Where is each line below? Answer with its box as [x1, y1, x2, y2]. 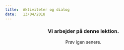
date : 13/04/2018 [5, 12, 46, 17]
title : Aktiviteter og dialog [5, 7, 70, 12]
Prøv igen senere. [65, 39, 102, 45]
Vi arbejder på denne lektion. [48, 28, 119, 35]
